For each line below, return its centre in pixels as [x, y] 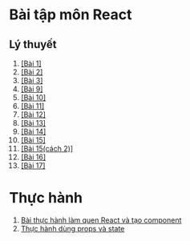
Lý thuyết [33, 44]
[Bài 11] [32, 106]
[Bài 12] [33, 114]
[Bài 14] [33, 131]
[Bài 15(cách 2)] [47, 149]
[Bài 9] [32, 89]
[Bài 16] [33, 157]
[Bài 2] [32, 72]
